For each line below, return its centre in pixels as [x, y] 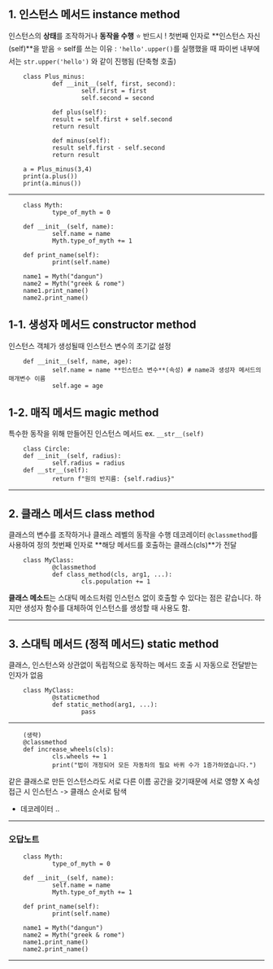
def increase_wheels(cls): [69, 750]
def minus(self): [81, 141]
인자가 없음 [26, 675]
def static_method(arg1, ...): [105, 705]
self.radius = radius [89, 463]
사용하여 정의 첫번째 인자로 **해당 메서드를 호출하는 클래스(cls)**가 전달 [123, 545]
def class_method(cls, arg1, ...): [112, 575]
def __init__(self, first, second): [114, 84]
